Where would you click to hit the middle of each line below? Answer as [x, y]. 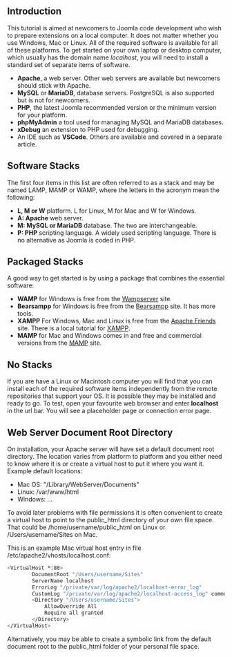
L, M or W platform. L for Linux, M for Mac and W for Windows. [107, 211]
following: [21, 197]
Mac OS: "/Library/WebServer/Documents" [78, 485]
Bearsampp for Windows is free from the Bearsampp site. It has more [116, 306]
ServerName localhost [63, 581]
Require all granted [74, 613]
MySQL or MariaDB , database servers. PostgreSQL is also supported [116, 93]
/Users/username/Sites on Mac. [52, 535]
